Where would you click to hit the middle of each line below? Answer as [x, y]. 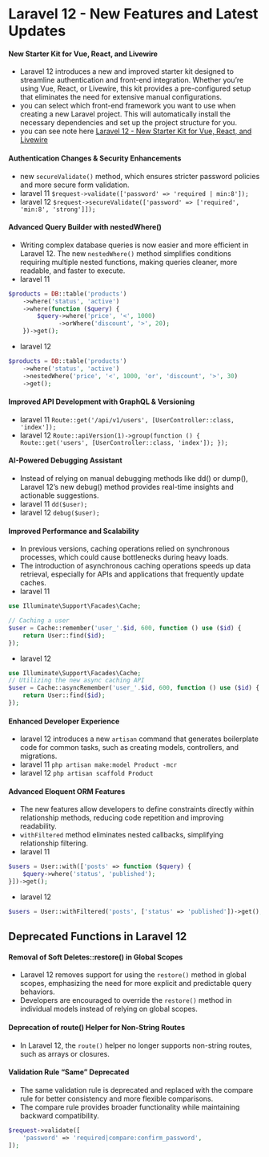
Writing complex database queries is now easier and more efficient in [134, 245]
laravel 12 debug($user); [60, 512]
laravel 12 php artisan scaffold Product [86, 773]
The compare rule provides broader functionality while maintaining [130, 1107]
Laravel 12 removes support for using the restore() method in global [133, 975]
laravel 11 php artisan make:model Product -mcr [98, 764]
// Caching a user [39, 621]
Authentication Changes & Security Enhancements [95, 158]
